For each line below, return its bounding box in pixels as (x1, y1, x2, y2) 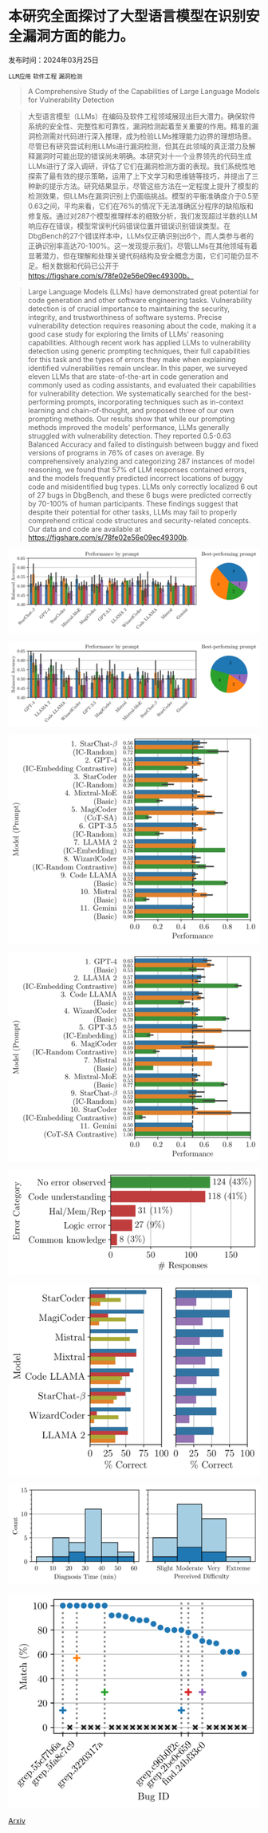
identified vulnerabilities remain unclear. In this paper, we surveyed (27, 363, 248, 373)
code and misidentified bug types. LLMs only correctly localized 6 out (27, 482, 258, 491)
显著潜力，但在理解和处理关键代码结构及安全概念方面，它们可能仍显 (27, 250, 252, 260)
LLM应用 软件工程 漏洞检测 (8, 73, 83, 81)
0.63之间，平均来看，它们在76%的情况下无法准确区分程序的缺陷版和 (27, 201, 254, 211)
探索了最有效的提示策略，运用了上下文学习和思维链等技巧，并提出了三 (27, 171, 259, 180)
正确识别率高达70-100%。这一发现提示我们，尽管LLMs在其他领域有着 (27, 241, 258, 250)
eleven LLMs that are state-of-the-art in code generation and (27, 372, 229, 381)
